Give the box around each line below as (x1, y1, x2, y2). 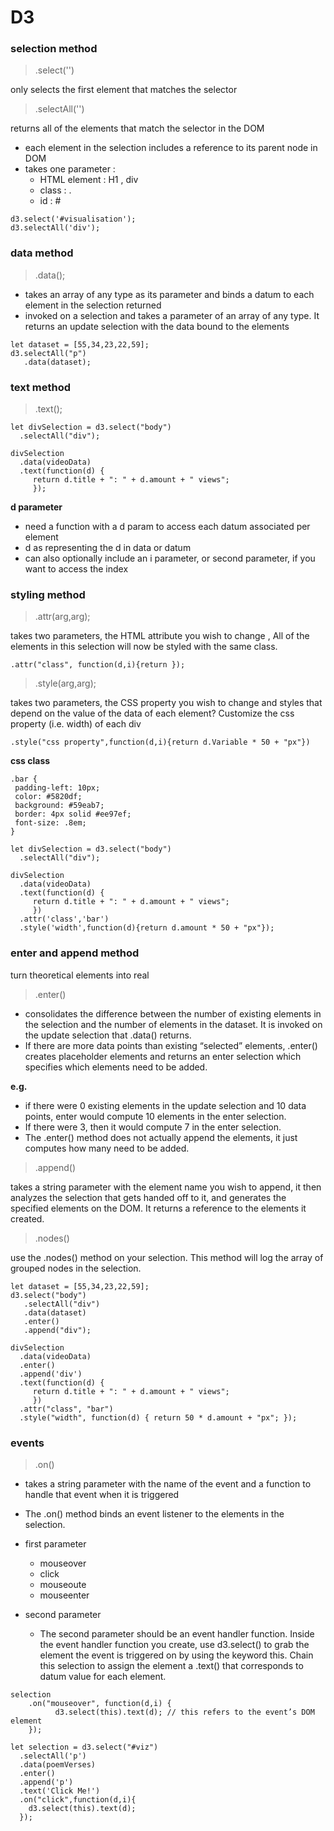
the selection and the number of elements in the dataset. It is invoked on (24, 1018, 323, 1030)
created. (10, 1212, 45, 1225)
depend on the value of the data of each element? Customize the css (10, 707, 295, 720)
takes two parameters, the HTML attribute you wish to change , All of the (10, 630, 310, 642)
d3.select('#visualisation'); (10, 214, 137, 225)
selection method (10, 42, 98, 56)
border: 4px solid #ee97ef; (14, 809, 132, 820)
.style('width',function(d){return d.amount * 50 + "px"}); (19, 923, 275, 933)
